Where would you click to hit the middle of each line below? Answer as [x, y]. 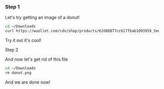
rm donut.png [18, 73]
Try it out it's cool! [23, 41]
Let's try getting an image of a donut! [42, 18]
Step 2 [12, 50]
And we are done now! [28, 82]
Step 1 [12, 7]
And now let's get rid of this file [37, 59]
